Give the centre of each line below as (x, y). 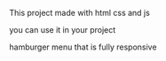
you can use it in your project (63, 30)
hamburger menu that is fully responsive (83, 47)
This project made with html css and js (80, 13)
